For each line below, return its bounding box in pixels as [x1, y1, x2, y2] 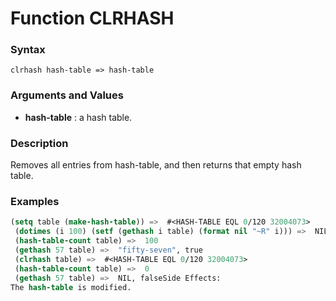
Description [10, 136, 69, 150]
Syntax [10, 43, 46, 57]
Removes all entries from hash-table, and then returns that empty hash [10, 159, 302, 171]
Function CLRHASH [10, 7, 175, 30]
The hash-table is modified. [10, 282, 132, 292]
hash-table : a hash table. [24, 111, 133, 123]
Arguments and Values [10, 88, 124, 102]
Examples [10, 195, 60, 208]
